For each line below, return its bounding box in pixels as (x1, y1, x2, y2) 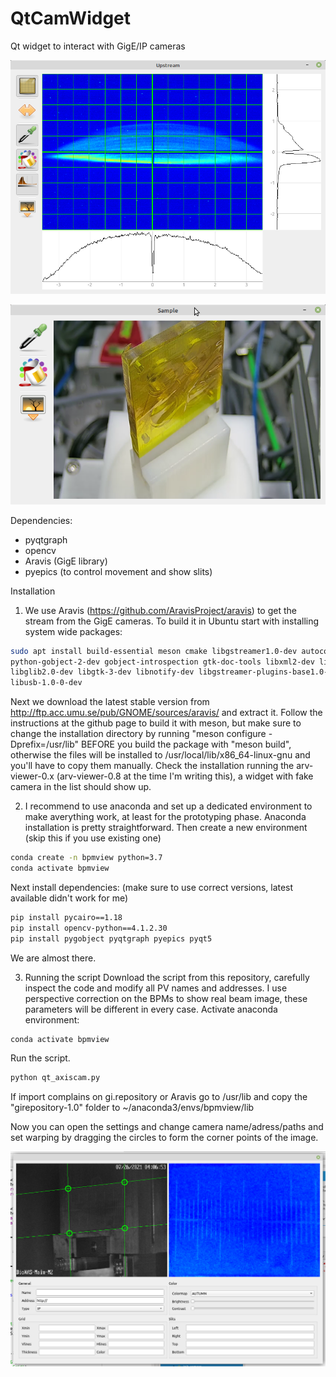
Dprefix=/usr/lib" (10, 738, 80, 751)
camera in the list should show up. (10, 781, 152, 793)
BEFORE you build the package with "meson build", (81, 738, 292, 751)
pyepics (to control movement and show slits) (24, 565, 213, 577)
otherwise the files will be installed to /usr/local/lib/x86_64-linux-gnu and (10, 749, 311, 761)
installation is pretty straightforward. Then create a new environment (24, 822, 308, 834)
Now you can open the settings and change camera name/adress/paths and (10, 1121, 324, 1133)
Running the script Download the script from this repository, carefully (24, 971, 310, 983)
